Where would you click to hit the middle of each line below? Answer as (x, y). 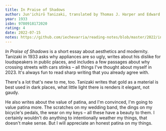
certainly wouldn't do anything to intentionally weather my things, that (76, 118)
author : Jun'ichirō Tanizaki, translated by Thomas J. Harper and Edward (83, 14)
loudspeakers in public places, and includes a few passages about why (78, 62)
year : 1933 (16, 19)
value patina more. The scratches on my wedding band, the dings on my (79, 107)
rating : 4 (15, 28)
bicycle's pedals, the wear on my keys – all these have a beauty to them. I (80, 112)
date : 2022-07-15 (23, 33)
